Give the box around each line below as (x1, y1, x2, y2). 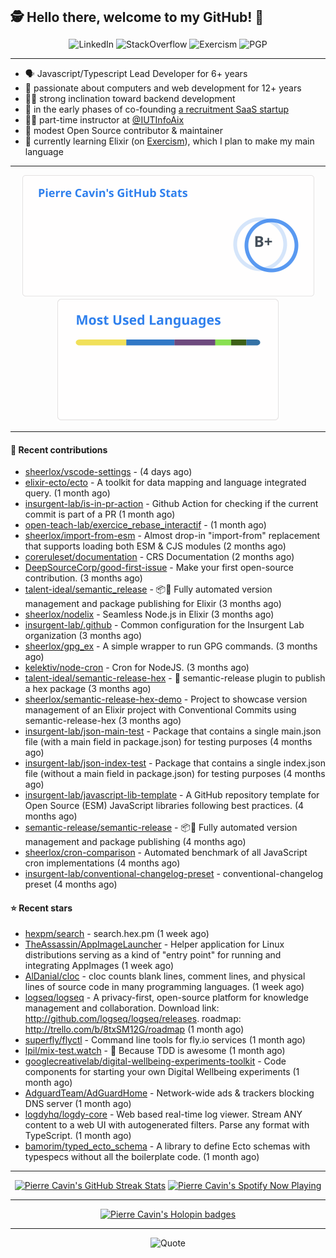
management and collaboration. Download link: (24, 1002, 220, 1014)
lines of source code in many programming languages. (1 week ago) (24, 981, 305, 993)
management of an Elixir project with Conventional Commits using (24, 704, 297, 716)
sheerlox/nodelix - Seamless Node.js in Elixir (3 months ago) (24, 608, 275, 621)
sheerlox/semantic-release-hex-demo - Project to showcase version (24, 693, 308, 706)
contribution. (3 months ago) (24, 572, 143, 584)
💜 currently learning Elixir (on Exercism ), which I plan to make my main (24, 135, 315, 147)
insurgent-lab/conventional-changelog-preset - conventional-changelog (24, 868, 324, 880)
